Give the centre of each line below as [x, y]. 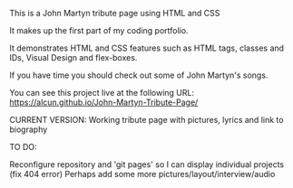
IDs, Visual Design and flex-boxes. [73, 57]
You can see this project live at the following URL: [102, 93]
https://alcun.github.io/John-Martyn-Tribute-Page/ [104, 102]
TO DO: [24, 147]
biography [29, 129]
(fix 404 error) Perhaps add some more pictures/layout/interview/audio [142, 174]
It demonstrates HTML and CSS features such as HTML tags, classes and [146, 48]
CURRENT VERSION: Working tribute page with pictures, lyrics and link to [146, 120]
